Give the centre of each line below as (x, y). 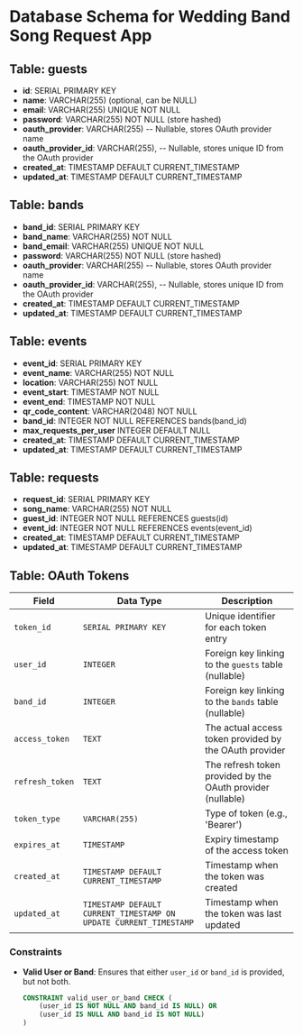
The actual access (243, 728)
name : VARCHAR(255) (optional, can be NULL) (110, 100)
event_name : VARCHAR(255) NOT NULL (98, 372)
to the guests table (243, 664)
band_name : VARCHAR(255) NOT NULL (97, 236)
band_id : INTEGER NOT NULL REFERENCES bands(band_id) (135, 420)
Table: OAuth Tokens (69, 576)
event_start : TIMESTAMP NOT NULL (91, 392)
